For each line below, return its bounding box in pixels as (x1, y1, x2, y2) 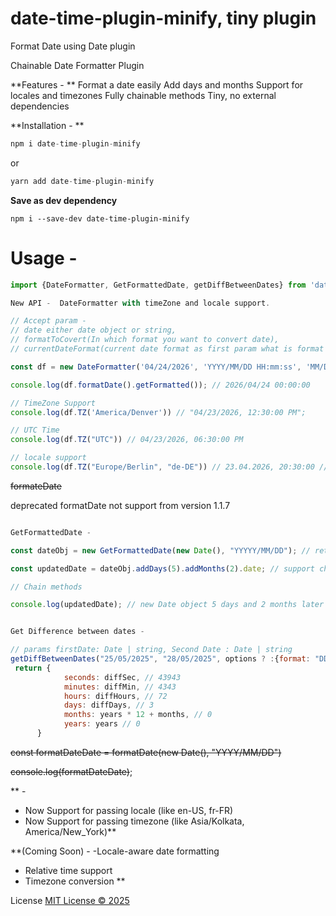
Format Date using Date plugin (10, 40, 136, 52)
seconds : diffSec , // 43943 (63, 672, 182, 682)
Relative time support (24, 864, 113, 876)
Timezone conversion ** (24, 875, 126, 887)
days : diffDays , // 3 (63, 700, 155, 711)
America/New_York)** (24, 825, 117, 837)
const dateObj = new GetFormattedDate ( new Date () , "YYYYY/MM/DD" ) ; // (10, 545, 311, 556)
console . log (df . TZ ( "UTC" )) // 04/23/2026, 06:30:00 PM (10, 435, 244, 445)
